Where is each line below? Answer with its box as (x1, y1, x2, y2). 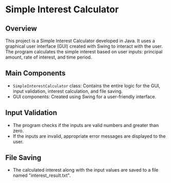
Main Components (5, 69, 66, 78)
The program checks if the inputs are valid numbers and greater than (12, 122, 159, 128)
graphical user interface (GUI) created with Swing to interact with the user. (5, 43, 163, 49)
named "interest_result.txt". (12, 172, 71, 178)
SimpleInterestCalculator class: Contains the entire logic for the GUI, (12, 82, 161, 88)
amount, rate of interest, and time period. (5, 54, 92, 60)
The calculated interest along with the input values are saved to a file (12, 167, 159, 173)
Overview (5, 24, 37, 33)
